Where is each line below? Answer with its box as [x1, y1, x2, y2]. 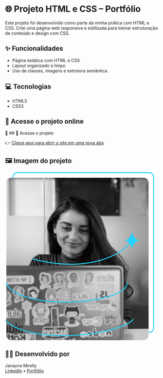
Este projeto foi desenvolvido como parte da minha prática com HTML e [5, 20, 149, 25]
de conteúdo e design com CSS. [5, 30, 70, 36]
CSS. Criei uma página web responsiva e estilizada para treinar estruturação [5, 25, 158, 31]
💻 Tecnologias [5, 83, 52, 91]
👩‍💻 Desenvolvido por [5, 350, 70, 358]
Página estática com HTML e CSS [12, 57, 80, 63]
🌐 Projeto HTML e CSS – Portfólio [5, 3, 141, 15]
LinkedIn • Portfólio [5, 368, 44, 374]
